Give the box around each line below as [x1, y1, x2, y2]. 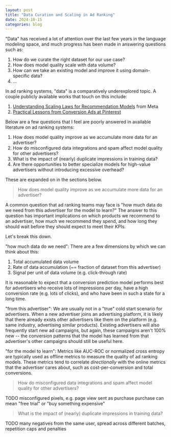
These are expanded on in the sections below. [5, 177, 102, 183]
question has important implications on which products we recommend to [5, 213, 160, 219]
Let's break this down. [5, 234, 52, 240]
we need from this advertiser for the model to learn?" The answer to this [5, 208, 157, 214]
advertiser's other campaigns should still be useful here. [5, 338, 124, 344]
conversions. [5, 370, 33, 376]
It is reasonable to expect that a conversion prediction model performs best [5, 280, 164, 286]
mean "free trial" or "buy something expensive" [5, 401, 106, 407]
